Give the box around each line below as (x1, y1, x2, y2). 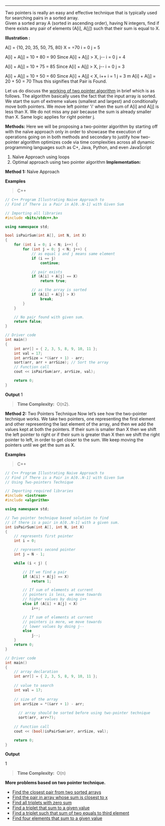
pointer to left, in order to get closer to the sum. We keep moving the (5, 436, 144, 443)
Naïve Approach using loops (12, 154, 70, 160)
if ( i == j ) (31, 256, 56, 261)
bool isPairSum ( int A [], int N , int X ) (5, 233, 87, 238)
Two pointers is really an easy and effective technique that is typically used (5, 10, 157, 15)
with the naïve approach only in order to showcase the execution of (5, 129, 141, 134)
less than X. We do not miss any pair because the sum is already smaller (5, 109, 151, 115)
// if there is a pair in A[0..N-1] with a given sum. (5, 520, 120, 525)
